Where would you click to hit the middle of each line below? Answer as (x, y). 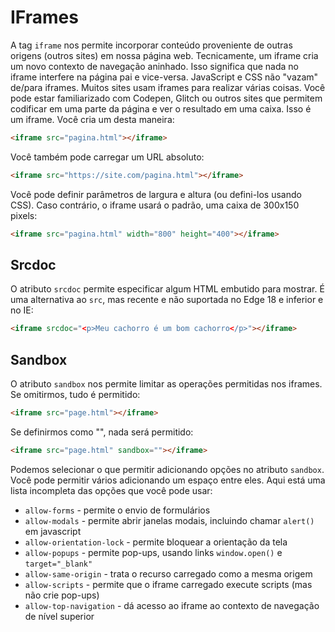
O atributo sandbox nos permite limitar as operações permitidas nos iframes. (166, 384)
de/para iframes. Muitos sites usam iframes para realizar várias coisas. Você (168, 87)
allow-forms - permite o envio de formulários (117, 510)
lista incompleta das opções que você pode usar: (111, 490)
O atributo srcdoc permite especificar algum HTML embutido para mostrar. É (167, 289)
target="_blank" (58, 564)
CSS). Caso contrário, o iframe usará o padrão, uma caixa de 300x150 (155, 205)
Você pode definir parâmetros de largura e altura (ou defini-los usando (156, 194)
